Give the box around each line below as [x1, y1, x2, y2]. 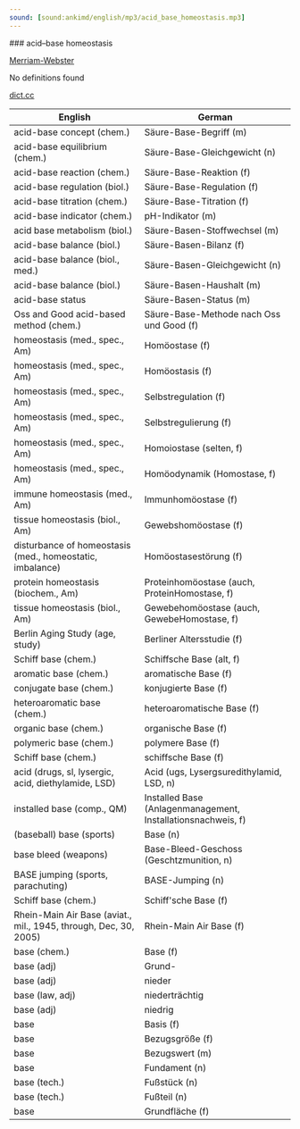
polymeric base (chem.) [13, 736, 114, 748]
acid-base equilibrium [13, 140, 107, 153]
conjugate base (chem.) [13, 682, 114, 694]
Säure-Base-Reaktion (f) [144, 166, 251, 179]
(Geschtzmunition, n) [144, 854, 233, 866]
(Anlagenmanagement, [144, 802, 241, 815]
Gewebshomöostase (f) [144, 519, 244, 531]
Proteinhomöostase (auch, [144, 575, 255, 588]
